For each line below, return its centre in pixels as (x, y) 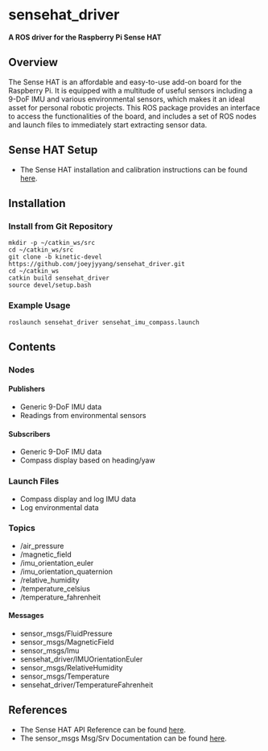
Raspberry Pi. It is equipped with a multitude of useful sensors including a (131, 90)
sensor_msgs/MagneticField (67, 642)
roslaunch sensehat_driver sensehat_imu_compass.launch (104, 322)
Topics (22, 528)
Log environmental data (59, 507)
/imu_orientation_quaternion (66, 571)
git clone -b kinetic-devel (56, 257)
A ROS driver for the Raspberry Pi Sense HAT (85, 37)
